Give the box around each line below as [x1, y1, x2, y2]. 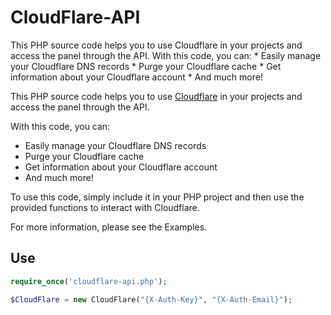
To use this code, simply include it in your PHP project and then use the [10, 191, 305, 203]
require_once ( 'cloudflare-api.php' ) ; [10, 276, 168, 286]
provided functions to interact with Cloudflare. [10, 201, 200, 213]
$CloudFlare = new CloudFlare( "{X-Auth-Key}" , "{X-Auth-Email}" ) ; [10, 294, 293, 305]
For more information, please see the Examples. [10, 221, 208, 233]
